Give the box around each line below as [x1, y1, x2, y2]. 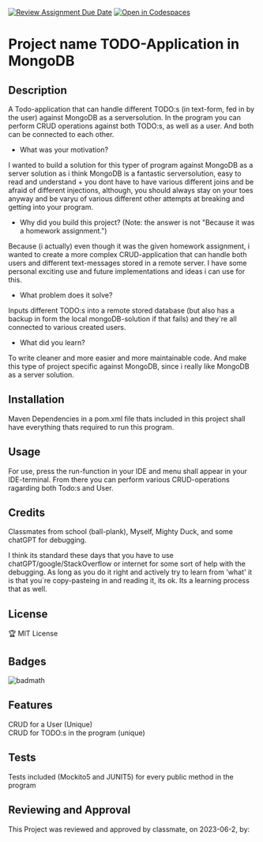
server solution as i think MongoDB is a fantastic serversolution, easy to [8, 169, 242, 178]
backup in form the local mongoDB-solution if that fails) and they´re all [8, 314, 237, 324]
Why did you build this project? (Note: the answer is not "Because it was [19, 218, 255, 227]
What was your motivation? [19, 145, 109, 154]
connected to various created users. [8, 323, 126, 332]
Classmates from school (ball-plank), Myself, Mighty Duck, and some [8, 527, 233, 537]
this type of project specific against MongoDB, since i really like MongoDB [8, 362, 250, 371]
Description [8, 83, 67, 97]
